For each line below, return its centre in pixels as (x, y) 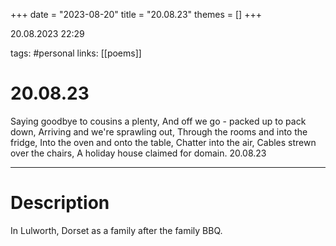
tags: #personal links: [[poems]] (76, 53)
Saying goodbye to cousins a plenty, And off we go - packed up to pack (158, 121)
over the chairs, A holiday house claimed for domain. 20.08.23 (138, 153)
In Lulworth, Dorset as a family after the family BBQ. (116, 230)
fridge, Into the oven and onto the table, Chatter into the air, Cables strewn (163, 142)
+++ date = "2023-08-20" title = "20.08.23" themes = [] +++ (136, 14)
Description (60, 203)
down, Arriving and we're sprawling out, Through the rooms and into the (159, 131)
